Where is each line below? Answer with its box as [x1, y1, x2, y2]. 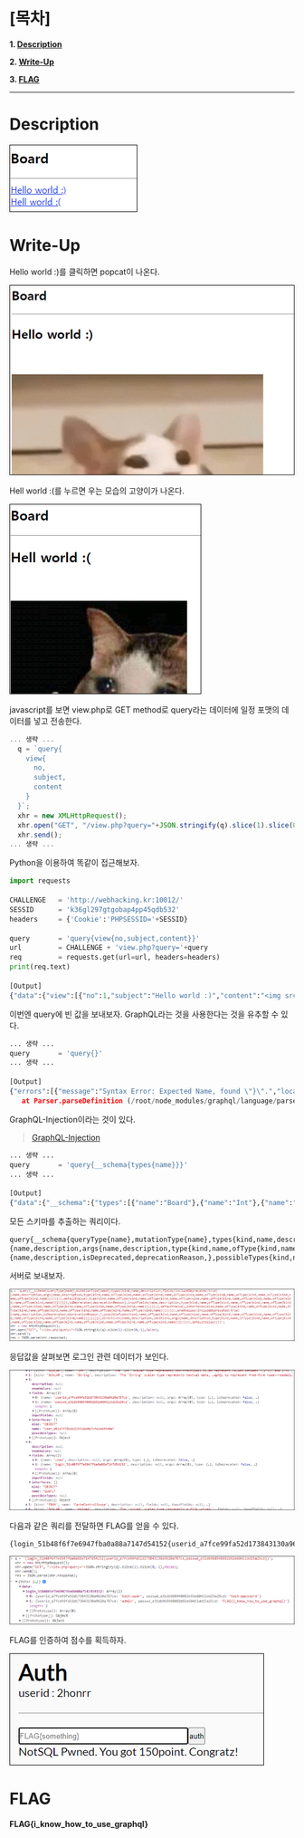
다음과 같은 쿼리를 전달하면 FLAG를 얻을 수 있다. [9, 1520, 179, 1531]
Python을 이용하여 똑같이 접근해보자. [9, 857, 140, 868]
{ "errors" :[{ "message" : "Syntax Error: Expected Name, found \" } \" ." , [9, 1087, 278, 1096]
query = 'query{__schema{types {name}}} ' [9, 1160, 188, 1169]
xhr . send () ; [17, 830, 63, 839]
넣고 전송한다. [33, 715, 82, 726]
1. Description [9, 38, 62, 50]
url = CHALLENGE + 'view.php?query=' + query [9, 943, 208, 953]
